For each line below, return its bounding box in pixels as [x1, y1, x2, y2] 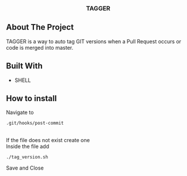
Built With [6, 61, 43, 71]
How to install [6, 93, 57, 103]
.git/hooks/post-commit [6, 120, 64, 126]
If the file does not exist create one [6, 137, 90, 144]
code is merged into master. [6, 44, 74, 51]
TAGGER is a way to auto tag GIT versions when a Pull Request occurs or [6, 37, 182, 45]
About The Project [6, 22, 74, 32]
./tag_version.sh [6, 154, 49, 160]
